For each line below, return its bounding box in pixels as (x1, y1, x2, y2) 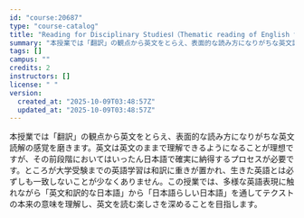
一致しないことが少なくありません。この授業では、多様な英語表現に (33, 177, 287, 187)
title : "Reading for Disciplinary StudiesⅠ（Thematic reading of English (9, 30, 290, 39)
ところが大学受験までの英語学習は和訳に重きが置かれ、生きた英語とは (24, 165, 287, 176)
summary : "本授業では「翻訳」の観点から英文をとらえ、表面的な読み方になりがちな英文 (9, 38, 292, 48)
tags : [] (9, 47, 43, 56)
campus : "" (9, 55, 51, 64)
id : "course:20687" (9, 13, 83, 23)
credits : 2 (9, 64, 51, 73)
